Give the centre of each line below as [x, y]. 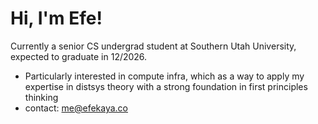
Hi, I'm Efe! [56, 18]
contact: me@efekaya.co [76, 108]
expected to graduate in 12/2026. [79, 56]
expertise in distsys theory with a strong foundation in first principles [166, 86]
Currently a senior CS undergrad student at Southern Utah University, [153, 46]
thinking [41, 97]
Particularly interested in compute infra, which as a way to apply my [164, 76]
